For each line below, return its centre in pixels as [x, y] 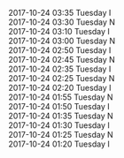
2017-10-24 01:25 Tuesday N [61, 135]
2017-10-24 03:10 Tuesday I [59, 31]
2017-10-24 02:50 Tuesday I [60, 50]
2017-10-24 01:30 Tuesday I [59, 125]
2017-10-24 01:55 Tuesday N [61, 97]
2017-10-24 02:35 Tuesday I [60, 69]
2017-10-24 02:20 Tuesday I [60, 88]
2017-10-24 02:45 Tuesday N [62, 60]
